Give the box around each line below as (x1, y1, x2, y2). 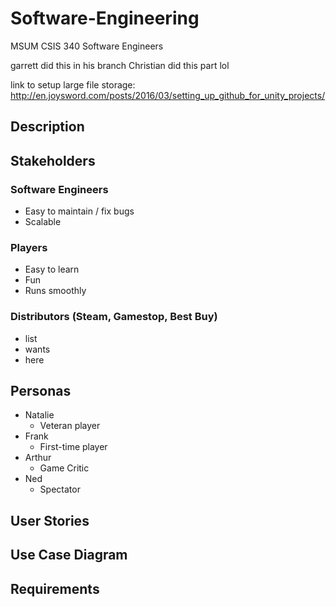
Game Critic (39, 462, 90, 474)
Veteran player (39, 420, 101, 432)
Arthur (24, 452, 52, 464)
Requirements (10, 580, 100, 597)
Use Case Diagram (10, 547, 128, 564)
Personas (10, 383, 72, 399)
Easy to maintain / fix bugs (24, 205, 135, 217)
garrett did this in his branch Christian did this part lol (10, 59, 230, 71)
